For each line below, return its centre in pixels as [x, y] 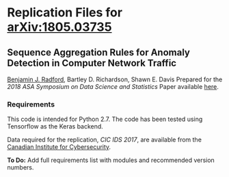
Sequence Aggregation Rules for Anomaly [98, 52]
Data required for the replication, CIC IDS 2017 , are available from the [104, 140]
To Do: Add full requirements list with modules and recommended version [111, 160]
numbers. [21, 167]
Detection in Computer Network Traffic [92, 63]
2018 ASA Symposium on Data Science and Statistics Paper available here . [113, 86]
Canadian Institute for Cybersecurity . [59, 147]
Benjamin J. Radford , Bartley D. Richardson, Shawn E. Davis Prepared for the [115, 79]
